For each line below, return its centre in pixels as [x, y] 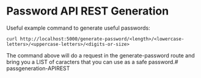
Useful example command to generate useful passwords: [79, 28]
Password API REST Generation [88, 11]
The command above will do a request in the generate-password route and [100, 55]
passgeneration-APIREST [38, 68]
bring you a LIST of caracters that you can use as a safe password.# [92, 62]
